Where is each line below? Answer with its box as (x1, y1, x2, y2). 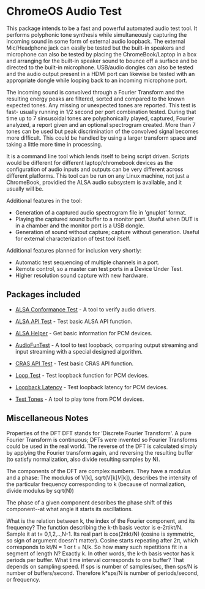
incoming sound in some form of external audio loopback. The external (6, 37, 185, 45)
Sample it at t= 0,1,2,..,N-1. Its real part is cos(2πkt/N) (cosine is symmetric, (6, 530, 195, 538)
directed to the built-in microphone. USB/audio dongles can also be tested (6, 63, 194, 71)
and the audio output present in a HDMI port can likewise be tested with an (6, 70, 195, 77)
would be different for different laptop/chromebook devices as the (6, 159, 173, 166)
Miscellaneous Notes (6, 413, 89, 424)
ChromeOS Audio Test (6, 4, 122, 18)
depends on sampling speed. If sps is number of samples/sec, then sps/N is (6, 563, 198, 570)
